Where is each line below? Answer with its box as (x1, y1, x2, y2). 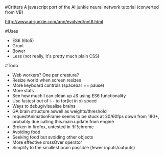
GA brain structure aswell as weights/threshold (12, 108, 107, 114)
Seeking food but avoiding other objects (12, 134, 94, 140)
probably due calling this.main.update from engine (12, 119, 114, 124)
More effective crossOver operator (12, 139, 82, 145)
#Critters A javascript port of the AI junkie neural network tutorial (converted (5, 4, 159, 10)
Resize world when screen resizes (12, 77, 82, 83)
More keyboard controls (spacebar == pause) (12, 82, 104, 88)
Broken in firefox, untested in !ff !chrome (12, 124, 94, 130)
